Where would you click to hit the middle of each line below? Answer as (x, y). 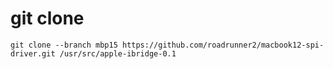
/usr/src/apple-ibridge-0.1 (118, 53)
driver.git (33, 53)
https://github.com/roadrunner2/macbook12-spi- (223, 45)
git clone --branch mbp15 (64, 45)
